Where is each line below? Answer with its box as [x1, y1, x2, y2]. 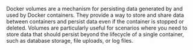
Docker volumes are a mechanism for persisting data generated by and [6, 5, 183, 12]
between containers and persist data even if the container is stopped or [6, 18, 185, 25]
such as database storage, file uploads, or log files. [6, 37, 134, 44]
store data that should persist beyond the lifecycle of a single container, [6, 31, 184, 38]
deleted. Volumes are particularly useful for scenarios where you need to [6, 24, 188, 31]
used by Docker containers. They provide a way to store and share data [6, 11, 185, 19]
